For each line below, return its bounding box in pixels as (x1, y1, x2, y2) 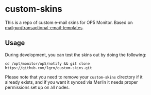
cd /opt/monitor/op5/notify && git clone (5, 61, 90, 66)
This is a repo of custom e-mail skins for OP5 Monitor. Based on (5, 19, 133, 25)
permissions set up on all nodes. (5, 84, 70, 90)
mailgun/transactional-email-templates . (5, 24, 84, 30)
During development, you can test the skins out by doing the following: (5, 52, 147, 57)
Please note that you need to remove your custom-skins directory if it (5, 74, 143, 80)
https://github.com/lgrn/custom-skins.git (5, 65, 92, 70)
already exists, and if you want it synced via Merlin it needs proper (5, 79, 138, 85)
